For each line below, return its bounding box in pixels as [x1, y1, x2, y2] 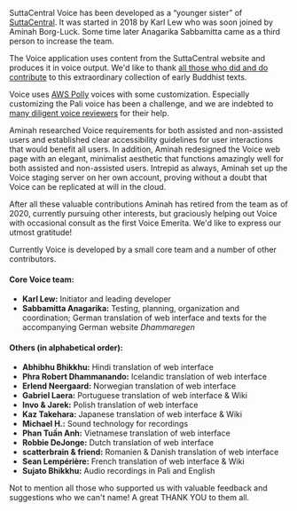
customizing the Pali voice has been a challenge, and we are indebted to [9, 98, 274, 109]
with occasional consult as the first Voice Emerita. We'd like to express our [9, 217, 282, 228]
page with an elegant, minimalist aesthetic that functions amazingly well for [9, 153, 285, 163]
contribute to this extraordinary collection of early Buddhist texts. [9, 72, 247, 83]
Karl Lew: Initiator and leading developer [21, 294, 171, 304]
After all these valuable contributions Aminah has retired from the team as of [9, 199, 288, 209]
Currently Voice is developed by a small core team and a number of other [9, 244, 277, 255]
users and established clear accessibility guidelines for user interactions [9, 135, 273, 145]
